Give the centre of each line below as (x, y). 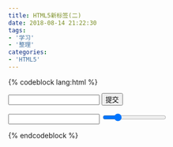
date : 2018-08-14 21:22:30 (53, 23)
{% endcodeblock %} (43, 135)
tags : (17, 30)
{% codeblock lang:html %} (53, 82)
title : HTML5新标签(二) (45, 15)
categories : (28, 52)
